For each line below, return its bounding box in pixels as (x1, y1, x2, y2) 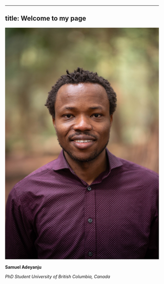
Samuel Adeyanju (5, 264, 41, 270)
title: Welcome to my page (5, 14, 86, 22)
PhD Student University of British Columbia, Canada (5, 273, 111, 279)
